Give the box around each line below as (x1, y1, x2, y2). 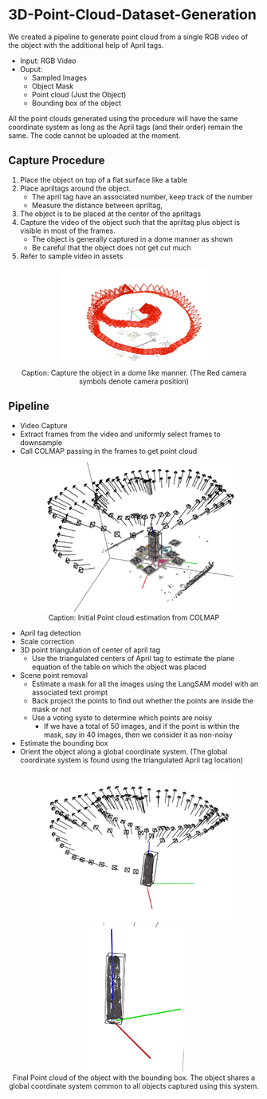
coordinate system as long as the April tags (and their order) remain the (8, 122, 243, 132)
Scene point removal (19, 670, 88, 679)
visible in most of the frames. (19, 226, 116, 235)
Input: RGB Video (19, 56, 77, 65)
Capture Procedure (8, 154, 105, 167)
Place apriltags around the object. (19, 183, 132, 193)
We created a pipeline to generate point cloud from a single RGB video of (8, 32, 249, 41)
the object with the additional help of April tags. (8, 40, 164, 49)
